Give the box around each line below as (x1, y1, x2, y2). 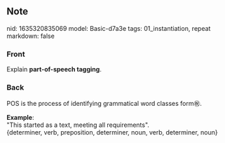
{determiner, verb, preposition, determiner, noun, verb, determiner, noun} (6, 128, 218, 137)
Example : (6, 114, 34, 122)
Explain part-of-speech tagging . (6, 65, 102, 74)
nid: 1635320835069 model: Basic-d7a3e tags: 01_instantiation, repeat (6, 24, 211, 32)
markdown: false (6, 32, 55, 40)
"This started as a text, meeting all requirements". (6, 121, 150, 129)
